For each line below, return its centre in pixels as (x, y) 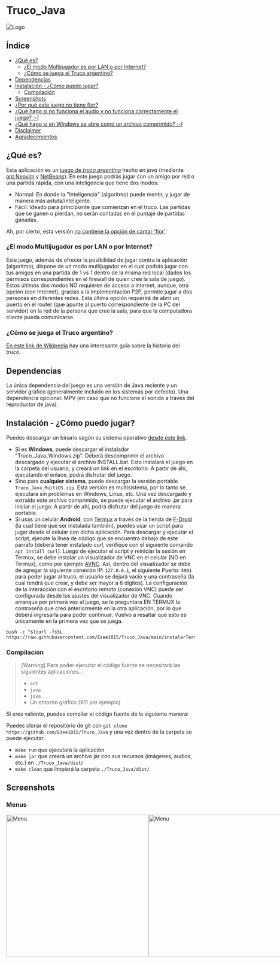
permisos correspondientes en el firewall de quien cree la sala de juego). (96, 278)
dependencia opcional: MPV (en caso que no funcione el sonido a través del (100, 398)
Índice (18, 46)
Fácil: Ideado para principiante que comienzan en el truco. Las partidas (102, 207)
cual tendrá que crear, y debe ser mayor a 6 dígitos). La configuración (101, 583)
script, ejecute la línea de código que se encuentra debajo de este (96, 538)
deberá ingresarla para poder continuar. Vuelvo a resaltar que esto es (101, 614)
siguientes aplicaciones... (52, 672)
